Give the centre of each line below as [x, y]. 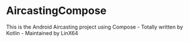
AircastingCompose [56, 11]
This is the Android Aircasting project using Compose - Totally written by [94, 27]
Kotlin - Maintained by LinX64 [42, 33]
